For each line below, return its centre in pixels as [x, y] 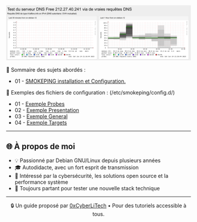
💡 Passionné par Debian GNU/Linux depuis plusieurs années [88, 160]
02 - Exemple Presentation [47, 110]
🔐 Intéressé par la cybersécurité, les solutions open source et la [91, 176]
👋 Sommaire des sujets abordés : [46, 69]
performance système [41, 182]
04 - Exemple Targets [41, 122]
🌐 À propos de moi [40, 147]
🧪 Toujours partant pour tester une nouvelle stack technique [87, 189]
